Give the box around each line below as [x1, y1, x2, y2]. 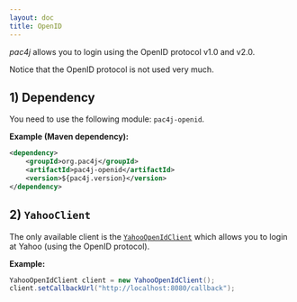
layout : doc [9, 13, 54, 23]
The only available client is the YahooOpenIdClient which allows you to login [9, 231, 288, 242]
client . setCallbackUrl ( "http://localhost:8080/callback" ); [9, 284, 236, 293]
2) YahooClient [9, 207, 92, 223]
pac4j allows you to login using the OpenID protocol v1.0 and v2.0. [9, 46, 256, 57]
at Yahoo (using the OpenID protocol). [9, 241, 150, 252]
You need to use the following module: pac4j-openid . [9, 114, 205, 124]
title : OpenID [9, 22, 63, 31]
